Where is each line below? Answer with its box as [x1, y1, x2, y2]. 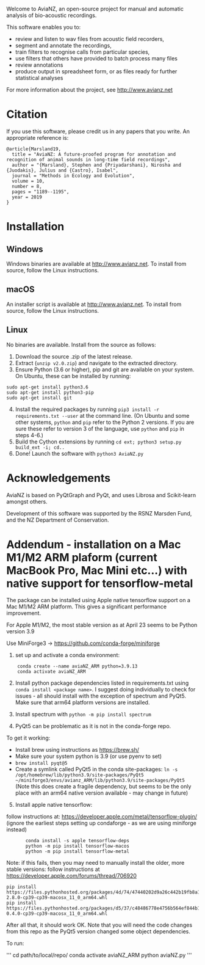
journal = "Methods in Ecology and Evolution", [12, 172, 135, 179]
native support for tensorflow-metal [6, 577, 193, 590]
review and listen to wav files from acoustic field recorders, [15, 35, 165, 42]
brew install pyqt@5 [15, 760, 68, 767]
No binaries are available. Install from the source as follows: [6, 341, 157, 348]
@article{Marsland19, [6, 146, 62, 152]
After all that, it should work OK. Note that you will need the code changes [6, 922, 193, 929]
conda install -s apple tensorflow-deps [25, 838, 130, 844]
